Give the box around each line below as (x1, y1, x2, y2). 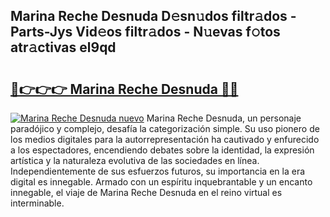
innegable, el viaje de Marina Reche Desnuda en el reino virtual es (10, 187, 283, 198)
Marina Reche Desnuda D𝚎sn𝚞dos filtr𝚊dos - (10, 8, 297, 25)
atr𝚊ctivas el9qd (10, 39, 117, 56)
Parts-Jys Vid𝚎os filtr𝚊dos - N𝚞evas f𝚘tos (10, 24, 281, 41)
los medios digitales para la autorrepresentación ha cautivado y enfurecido (10, 134, 320, 145)
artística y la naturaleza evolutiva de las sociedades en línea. (10, 155, 260, 166)
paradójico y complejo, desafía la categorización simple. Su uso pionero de (10, 123, 320, 134)
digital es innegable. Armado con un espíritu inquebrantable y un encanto (10, 176, 313, 188)
